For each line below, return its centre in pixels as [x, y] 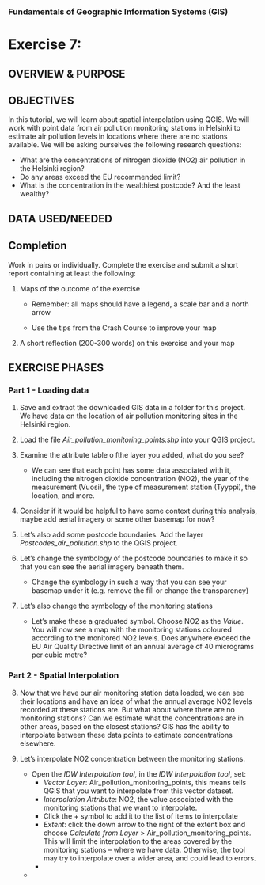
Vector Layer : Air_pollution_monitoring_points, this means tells [145, 782]
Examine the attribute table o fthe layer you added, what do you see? [132, 455]
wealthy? [34, 194]
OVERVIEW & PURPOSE [67, 74]
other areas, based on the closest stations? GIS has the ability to [124, 726]
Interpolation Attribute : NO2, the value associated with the [138, 799]
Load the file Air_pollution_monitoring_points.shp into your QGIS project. [137, 440]
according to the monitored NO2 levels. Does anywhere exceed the [141, 638]
